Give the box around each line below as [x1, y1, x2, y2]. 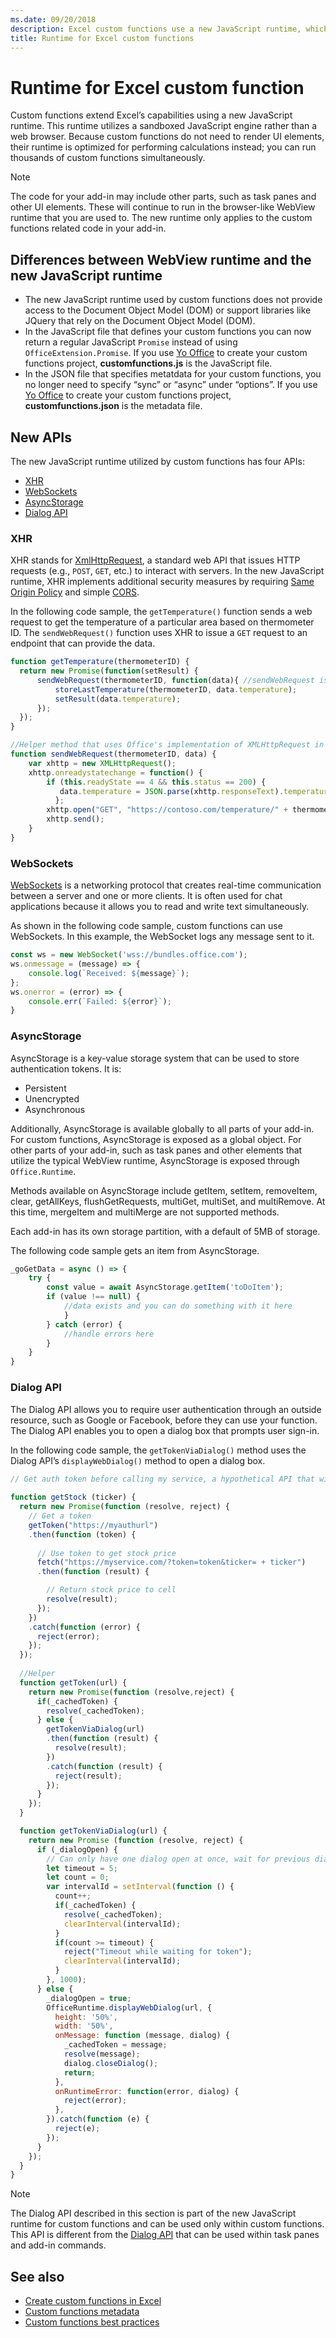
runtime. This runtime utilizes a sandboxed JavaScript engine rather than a [10, 120, 318, 132]
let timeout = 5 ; [46, 1863, 118, 1873]
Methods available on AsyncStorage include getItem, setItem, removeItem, [10, 1184, 318, 1196]
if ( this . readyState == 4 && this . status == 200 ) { [46, 777, 267, 787]
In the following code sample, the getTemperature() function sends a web [10, 606, 313, 618]
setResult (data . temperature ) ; [54, 694, 182, 704]
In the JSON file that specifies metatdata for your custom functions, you [24, 368, 322, 380]
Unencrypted [24, 1092, 80, 1105]
